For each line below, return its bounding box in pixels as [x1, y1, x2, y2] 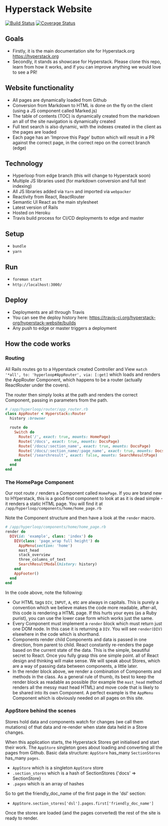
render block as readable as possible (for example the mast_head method [12, 679, 162, 685]
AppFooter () [14, 571, 39, 576]
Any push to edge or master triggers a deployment [12, 325, 116, 331]
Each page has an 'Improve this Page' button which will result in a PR [12, 134, 155, 140]
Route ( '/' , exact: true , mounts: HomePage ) [18, 434, 111, 439]
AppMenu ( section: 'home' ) [18, 543, 72, 548]
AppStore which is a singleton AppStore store [12, 764, 103, 770]
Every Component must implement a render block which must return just [12, 620, 162, 626]
